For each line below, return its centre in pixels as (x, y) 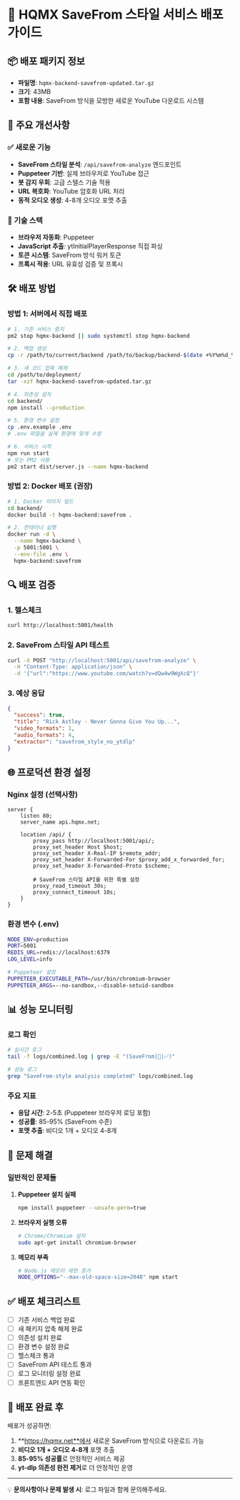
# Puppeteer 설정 (31, 972)
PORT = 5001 (22, 946)
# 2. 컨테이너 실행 (32, 528)
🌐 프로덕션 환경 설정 (49, 772)
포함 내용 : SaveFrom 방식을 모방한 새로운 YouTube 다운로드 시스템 (111, 100)
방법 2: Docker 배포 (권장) (50, 486)
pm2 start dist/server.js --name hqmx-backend (78, 466)
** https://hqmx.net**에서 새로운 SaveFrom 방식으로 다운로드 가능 (111, 1441)
